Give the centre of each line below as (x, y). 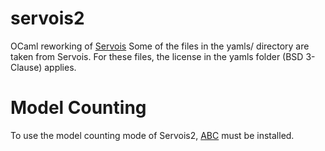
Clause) (26, 67)
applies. (60, 67)
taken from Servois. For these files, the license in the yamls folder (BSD (157, 56)
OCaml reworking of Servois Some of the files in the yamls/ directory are (160, 46)
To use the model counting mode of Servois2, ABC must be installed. (152, 135)
